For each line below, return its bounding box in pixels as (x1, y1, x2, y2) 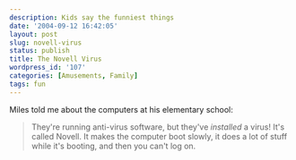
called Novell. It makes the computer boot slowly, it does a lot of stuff (30, 131, 288, 141)
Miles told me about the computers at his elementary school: (9, 104, 233, 114)
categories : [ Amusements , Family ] (9, 72, 139, 80)
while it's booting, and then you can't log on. (30, 140, 196, 151)
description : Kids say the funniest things (9, 13, 175, 22)
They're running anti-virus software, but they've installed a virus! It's (30, 122, 285, 132)
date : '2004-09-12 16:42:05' (9, 21, 118, 30)
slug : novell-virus (9, 38, 83, 47)
